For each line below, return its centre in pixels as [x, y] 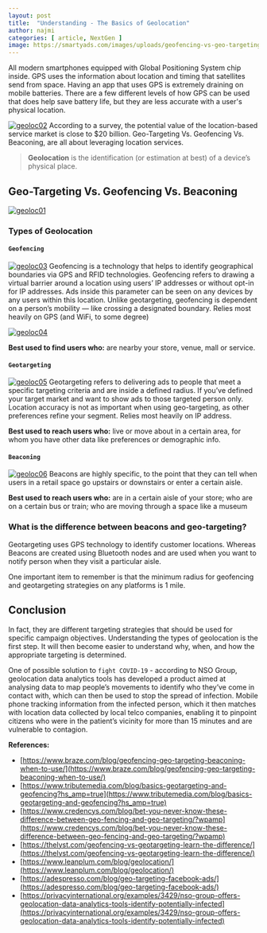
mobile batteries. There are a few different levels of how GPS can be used [129, 93]
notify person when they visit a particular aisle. [85, 561]
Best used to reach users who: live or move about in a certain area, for [125, 431]
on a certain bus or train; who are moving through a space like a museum [128, 507]
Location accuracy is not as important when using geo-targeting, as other [129, 407]
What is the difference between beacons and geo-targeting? [128, 527]
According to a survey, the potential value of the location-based [153, 126]
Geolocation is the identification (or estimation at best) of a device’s [139, 158]
